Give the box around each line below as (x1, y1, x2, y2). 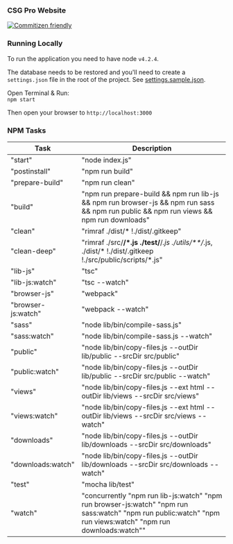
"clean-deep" (10, 246, 56, 255)
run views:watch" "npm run (81, 516, 171, 526)
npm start (7, 96, 36, 103)
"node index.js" (81, 155, 132, 164)
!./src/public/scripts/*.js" (81, 255, 163, 264)
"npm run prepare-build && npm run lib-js (81, 189, 220, 198)
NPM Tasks (7, 126, 46, 135)
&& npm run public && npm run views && (81, 206, 213, 216)
